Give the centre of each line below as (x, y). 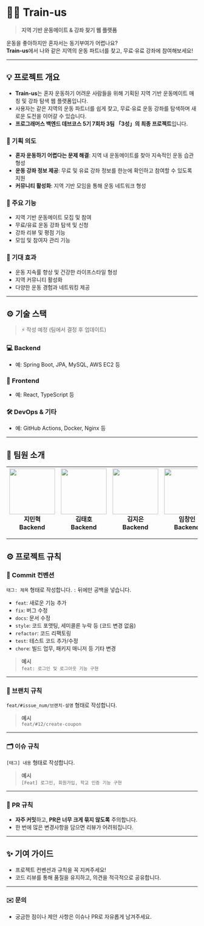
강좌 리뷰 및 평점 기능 (40, 233)
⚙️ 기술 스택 (27, 314)
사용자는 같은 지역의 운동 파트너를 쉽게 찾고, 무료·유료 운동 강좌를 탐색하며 (102, 108)
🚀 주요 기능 (21, 203)
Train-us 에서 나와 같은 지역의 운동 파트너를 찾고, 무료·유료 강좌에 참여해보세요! (100, 51)
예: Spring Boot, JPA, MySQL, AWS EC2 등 (67, 364)
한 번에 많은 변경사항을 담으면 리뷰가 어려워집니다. (74, 827)
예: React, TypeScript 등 (45, 395)
